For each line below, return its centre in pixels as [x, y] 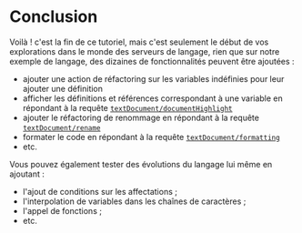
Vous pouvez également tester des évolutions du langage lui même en [141, 164]
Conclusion [54, 17]
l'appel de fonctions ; [62, 210]
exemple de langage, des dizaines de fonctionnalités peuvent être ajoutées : [152, 61]
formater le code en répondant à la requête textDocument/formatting [151, 137]
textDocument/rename [61, 128]
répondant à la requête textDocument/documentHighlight [127, 107]
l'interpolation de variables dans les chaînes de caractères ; [134, 201]
